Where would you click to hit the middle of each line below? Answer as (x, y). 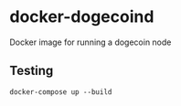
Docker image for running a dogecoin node (90, 42)
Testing (32, 71)
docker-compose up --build (61, 92)
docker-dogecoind (82, 17)
